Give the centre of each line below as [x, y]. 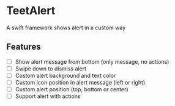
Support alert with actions [48, 96]
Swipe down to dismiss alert [51, 69]
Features [24, 47]
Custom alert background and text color [65, 75]
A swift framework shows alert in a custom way [66, 28]
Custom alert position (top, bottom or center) [72, 89]
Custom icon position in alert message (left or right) [80, 82]
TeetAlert [31, 11]
